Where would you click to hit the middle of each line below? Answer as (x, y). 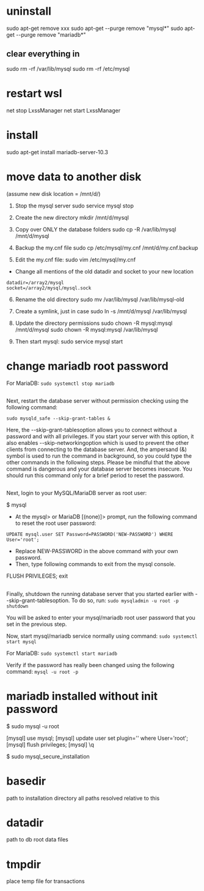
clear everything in (43, 54)
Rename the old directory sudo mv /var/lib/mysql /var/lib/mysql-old (100, 299)
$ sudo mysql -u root (33, 726)
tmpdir (24, 864)
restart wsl (34, 93)
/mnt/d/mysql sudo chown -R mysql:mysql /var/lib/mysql (86, 329)
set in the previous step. (37, 624)
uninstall (29, 11)
